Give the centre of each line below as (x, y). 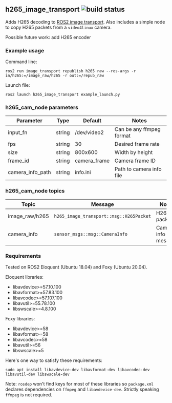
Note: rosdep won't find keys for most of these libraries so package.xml (80, 384)
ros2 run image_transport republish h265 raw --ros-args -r (71, 71)
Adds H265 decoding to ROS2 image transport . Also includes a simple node (85, 22)
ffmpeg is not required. (29, 395)
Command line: (21, 62)
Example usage (25, 50)
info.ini (83, 172)
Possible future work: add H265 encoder (48, 37)
